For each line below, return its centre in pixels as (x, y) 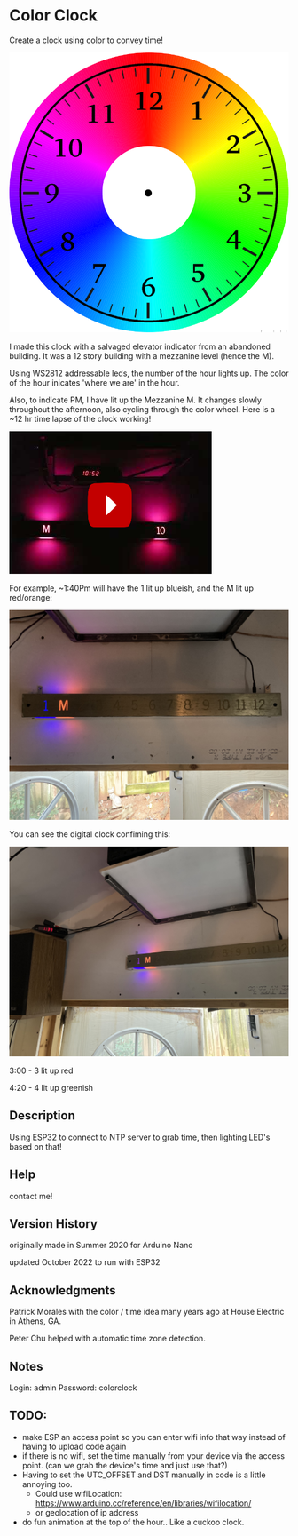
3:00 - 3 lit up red (41, 1070)
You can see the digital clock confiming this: (90, 834)
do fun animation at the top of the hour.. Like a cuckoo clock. (133, 1522)
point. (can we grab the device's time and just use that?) (125, 1465)
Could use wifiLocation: (78, 1493)
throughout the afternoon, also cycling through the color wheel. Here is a (142, 409)
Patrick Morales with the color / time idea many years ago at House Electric (147, 1312)
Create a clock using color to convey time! (86, 40)
